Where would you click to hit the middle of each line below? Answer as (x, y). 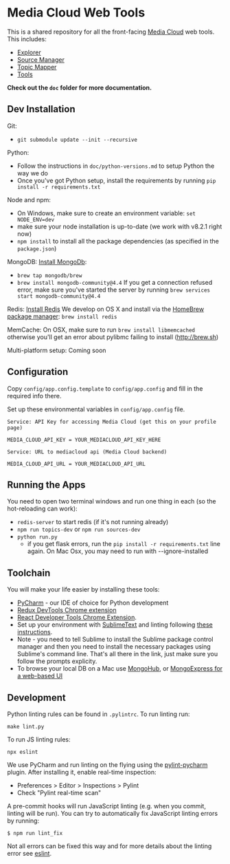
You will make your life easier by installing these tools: (83, 590)
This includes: (27, 39)
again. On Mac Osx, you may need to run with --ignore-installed (118, 551)
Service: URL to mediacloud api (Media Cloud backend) (87, 452)
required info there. (34, 396)
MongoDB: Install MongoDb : (47, 261)
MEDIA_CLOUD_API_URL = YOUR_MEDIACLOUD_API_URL (77, 464)
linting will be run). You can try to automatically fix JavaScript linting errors (113, 813)
